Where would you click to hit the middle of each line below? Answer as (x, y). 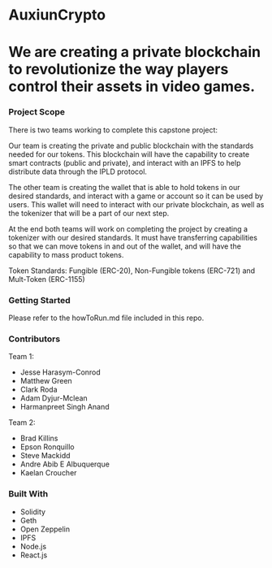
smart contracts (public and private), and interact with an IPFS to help (125, 163)
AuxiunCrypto (57, 15)
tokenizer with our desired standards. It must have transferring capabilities (133, 237)
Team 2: (22, 423)
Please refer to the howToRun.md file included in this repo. (106, 318)
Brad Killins (39, 438)
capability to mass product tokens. (66, 254)
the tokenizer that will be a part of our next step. (89, 213)
